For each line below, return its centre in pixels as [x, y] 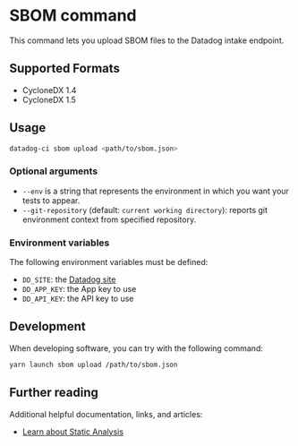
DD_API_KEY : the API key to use [78, 299]
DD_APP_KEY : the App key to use [79, 289]
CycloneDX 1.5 [49, 99]
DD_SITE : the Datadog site [69, 279]
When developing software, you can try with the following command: [136, 348]
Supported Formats [65, 69]
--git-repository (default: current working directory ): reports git [145, 210]
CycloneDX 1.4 [49, 90]
